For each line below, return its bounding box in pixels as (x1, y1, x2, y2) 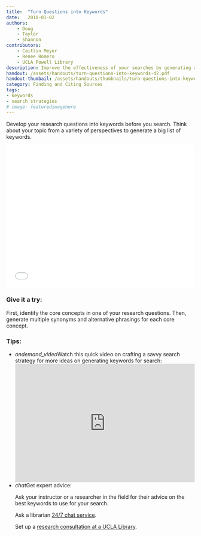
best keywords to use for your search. (14, 500, 109, 507)
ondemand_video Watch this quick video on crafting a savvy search (14, 351, 181, 358)
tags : (6, 87, 20, 93)
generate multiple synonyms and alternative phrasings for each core (6, 315, 175, 323)
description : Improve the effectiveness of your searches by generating (6, 64, 191, 71)
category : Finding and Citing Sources (6, 82, 103, 88)
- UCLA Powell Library (17, 59, 74, 65)
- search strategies (6, 98, 58, 104)
